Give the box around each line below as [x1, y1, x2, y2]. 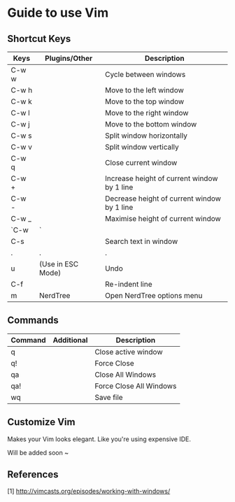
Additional [52, 335, 88, 345]
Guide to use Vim [7, 5, 109, 21]
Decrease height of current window [104, 194, 222, 203]
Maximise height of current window [104, 214, 222, 223]
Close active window [94, 347, 163, 357]
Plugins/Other [45, 54, 93, 63]
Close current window [104, 158, 178, 167]
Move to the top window [104, 96, 185, 106]
